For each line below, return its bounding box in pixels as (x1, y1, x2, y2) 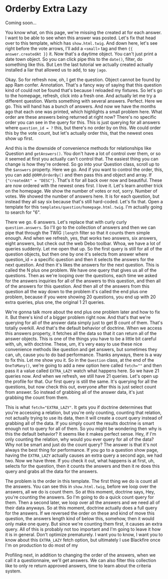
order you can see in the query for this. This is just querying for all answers (5, 119, 160, 125)
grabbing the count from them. (5, 394, 69, 400)
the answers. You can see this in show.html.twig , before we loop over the (5, 483, 156, 489)
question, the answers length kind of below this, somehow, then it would (5, 515, 154, 521)
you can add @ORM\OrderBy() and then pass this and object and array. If (5, 172, 152, 178)
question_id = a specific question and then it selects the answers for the (5, 256, 154, 262)
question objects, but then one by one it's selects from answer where (5, 251, 148, 257)
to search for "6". (5, 209, 41, 215)
